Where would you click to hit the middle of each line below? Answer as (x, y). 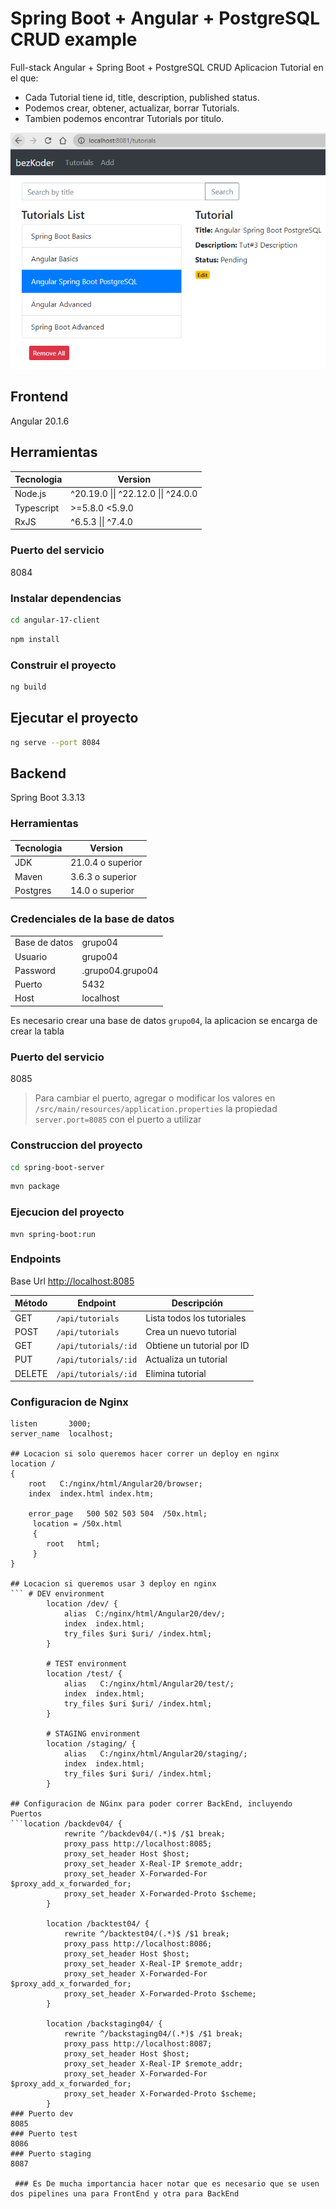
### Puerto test (44, 2134)
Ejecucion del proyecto (67, 1212)
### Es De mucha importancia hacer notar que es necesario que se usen (167, 2184)
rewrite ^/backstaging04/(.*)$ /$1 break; (153, 2034)
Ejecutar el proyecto (74, 718)
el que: (24, 78)
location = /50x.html (77, 1524)
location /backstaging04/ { (104, 2024)
